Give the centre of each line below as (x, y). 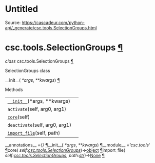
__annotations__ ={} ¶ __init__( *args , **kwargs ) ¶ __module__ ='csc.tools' (77, 145)
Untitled (22, 9)
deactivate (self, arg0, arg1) (39, 125)
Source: (13, 23)
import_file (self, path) (34, 133)
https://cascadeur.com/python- (53, 23)
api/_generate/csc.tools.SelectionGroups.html (51, 27)
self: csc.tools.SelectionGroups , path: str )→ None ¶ (55, 155)
